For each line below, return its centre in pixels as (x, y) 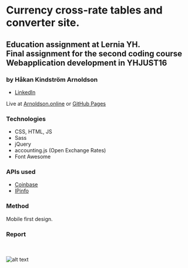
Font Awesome (33, 157)
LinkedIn (25, 92)
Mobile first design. (29, 219)
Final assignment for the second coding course (94, 53)
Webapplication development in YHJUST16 (87, 63)
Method (18, 206)
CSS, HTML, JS (33, 132)
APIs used (21, 172)
